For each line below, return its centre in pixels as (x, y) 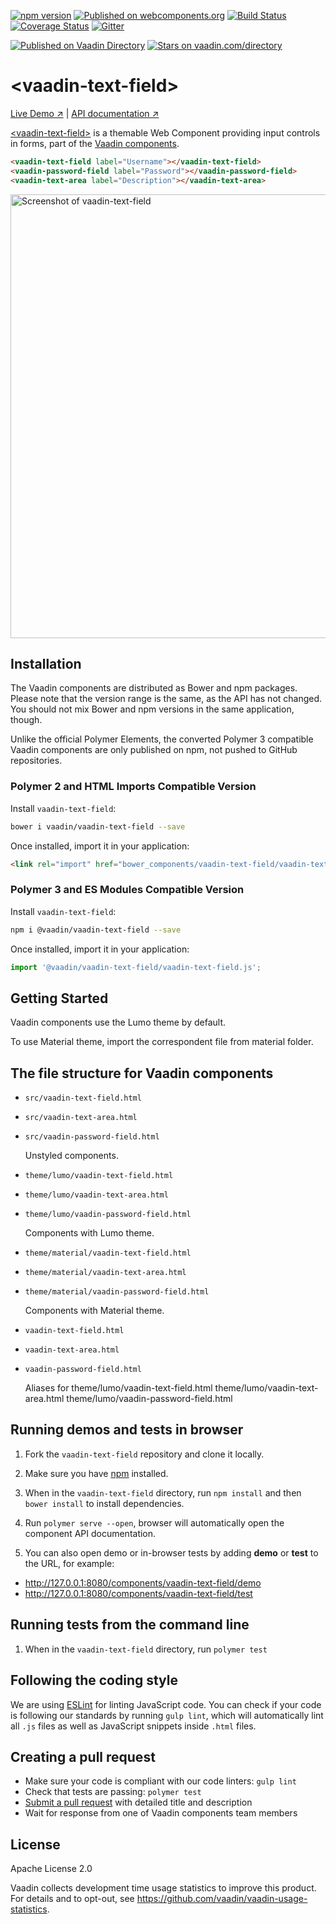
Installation (46, 663)
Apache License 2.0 (51, 1869)
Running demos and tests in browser (127, 1430)
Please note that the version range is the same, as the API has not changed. (166, 699)
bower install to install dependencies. (104, 1503)
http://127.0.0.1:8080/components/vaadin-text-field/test (138, 1593)
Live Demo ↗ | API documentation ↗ (85, 113)
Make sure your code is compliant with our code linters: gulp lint (160, 1781)
